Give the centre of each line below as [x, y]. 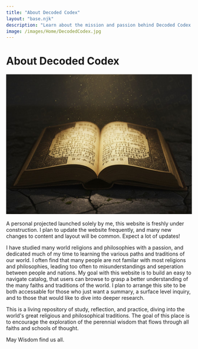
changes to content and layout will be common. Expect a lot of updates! [93, 236]
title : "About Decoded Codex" [43, 12]
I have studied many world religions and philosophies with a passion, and [95, 248]
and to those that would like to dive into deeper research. [75, 298]
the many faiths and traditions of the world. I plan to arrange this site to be [96, 285]
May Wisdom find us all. [35, 340]
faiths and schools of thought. [42, 328]
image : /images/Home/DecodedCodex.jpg [54, 31]
